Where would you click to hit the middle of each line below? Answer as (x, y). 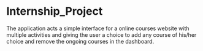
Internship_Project (55, 11)
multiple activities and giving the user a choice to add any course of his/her (101, 34)
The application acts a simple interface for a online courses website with (98, 28)
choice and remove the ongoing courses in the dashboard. (80, 41)
